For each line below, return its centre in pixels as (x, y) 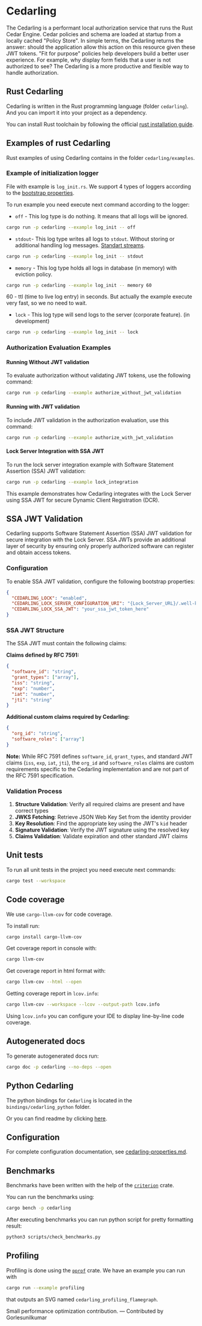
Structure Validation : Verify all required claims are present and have (100, 804)
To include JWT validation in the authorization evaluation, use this (88, 420)
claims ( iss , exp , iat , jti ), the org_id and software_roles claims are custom (100, 762)
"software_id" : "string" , (44, 672)
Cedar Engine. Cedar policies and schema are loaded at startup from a (94, 34)
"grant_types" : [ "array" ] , (45, 677)
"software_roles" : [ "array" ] (48, 739)
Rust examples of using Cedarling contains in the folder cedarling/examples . (101, 157)
